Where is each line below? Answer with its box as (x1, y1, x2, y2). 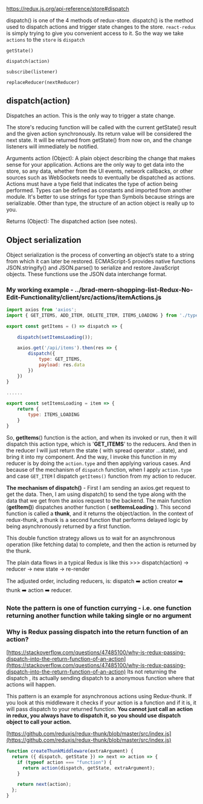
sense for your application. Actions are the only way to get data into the (6, 161, 184, 168)
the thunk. (6, 547, 32, 555)
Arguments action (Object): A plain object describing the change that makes (6, 154, 196, 162)
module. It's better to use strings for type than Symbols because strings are (6, 193, 195, 200)
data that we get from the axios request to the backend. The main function (6, 497, 192, 504)
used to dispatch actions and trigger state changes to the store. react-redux (6, 24, 196, 30)
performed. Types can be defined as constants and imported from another (6, 187, 192, 194)
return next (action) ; (17, 782, 71, 788)
